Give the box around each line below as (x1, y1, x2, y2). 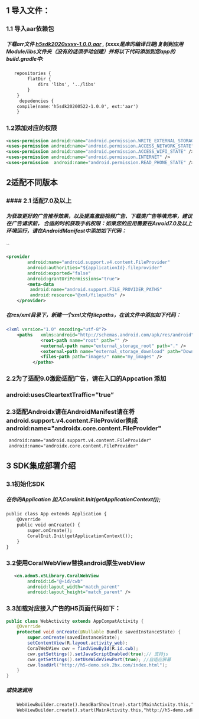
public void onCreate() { (17, 522, 81, 528)
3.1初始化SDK (6, 480, 45, 488)
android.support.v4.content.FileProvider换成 (6, 416, 138, 424)
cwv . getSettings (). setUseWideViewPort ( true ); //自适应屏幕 (27, 656, 171, 662)
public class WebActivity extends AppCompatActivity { (6, 618, 144, 624)
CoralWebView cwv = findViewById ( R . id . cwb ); (27, 645, 139, 651)
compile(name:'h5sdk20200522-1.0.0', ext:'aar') (17, 103, 139, 109)
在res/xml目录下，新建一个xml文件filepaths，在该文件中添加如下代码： (6, 311, 181, 318)
